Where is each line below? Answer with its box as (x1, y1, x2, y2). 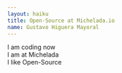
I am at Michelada (7, 50, 59, 59)
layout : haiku (7, 10, 49, 18)
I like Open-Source (7, 58, 62, 67)
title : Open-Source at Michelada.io (7, 17, 115, 24)
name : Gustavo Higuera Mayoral (7, 23, 99, 30)
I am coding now (7, 43, 56, 52)
